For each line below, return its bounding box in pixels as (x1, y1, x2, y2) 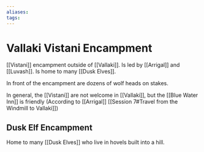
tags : (6, 15, 20, 21)
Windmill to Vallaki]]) (6, 105, 59, 112)
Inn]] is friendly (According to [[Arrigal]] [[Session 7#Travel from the (6, 98, 178, 105)
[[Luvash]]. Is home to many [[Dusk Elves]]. (6, 68, 116, 75)
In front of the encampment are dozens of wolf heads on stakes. (6, 80, 168, 87)
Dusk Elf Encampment (6, 122, 93, 132)
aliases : (6, 9, 29, 15)
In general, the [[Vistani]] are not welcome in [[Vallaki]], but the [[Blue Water (6, 91, 198, 99)
